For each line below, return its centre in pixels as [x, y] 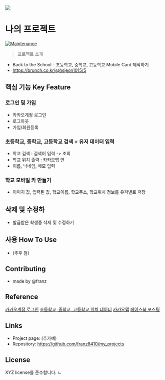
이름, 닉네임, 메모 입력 [34, 166]
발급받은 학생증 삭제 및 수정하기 [43, 222]
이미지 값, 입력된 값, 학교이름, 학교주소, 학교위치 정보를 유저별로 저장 [79, 192]
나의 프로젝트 [30, 29]
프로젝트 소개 [30, 54]
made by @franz [29, 281]
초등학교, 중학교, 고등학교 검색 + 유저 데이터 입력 [60, 142]
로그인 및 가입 [21, 103]
